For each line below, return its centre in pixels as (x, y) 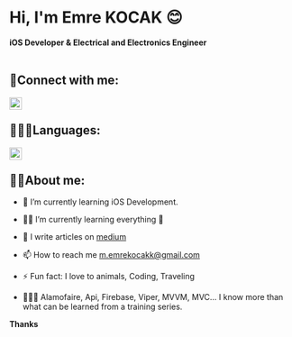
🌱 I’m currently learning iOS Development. (100, 202)
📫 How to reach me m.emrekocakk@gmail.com (111, 255)
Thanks (24, 324)
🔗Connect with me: (64, 81)
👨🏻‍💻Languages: (55, 130)
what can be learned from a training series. (102, 307)
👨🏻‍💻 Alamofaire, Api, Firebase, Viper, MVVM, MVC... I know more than (153, 297)
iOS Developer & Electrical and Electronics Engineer (108, 42)
